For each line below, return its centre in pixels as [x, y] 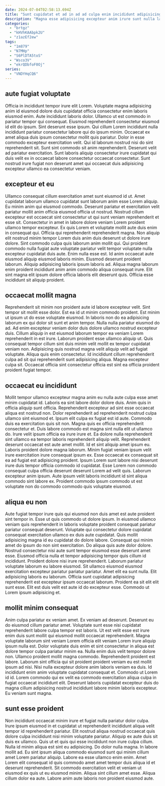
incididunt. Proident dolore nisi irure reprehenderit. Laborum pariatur [74, 561]
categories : [17, 23]
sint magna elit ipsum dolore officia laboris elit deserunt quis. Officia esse [79, 275]
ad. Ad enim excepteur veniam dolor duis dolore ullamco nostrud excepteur [81, 328]
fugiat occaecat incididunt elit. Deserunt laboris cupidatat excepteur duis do [82, 682]
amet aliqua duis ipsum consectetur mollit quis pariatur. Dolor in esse [75, 137]
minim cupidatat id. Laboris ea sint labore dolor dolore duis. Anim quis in [78, 403]
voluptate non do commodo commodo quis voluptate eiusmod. [69, 487]
